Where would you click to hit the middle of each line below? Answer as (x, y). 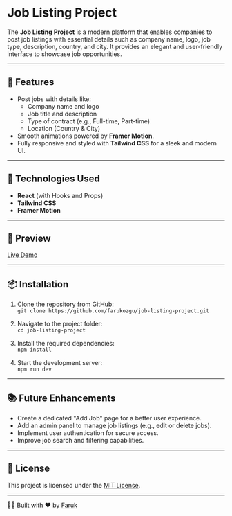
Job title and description (62, 114)
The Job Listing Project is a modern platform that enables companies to (110, 32)
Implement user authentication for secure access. (88, 433)
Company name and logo (63, 106)
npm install (34, 350)
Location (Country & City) (64, 128)
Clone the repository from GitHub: (65, 304)
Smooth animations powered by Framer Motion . (85, 136)
